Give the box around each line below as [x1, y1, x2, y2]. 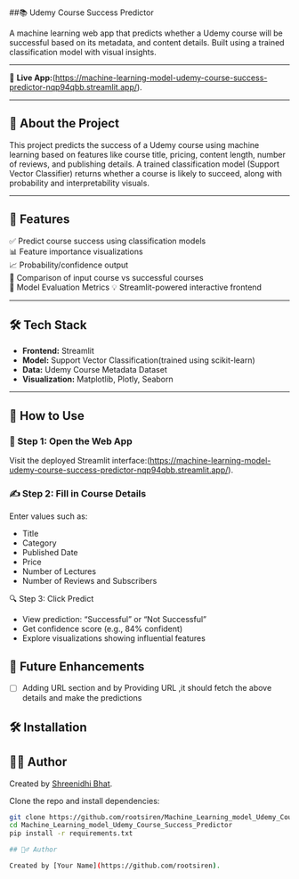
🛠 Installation [9, 719, 87, 735]
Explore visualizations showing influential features [21, 633, 206, 644]
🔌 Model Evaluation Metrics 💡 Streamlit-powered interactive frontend [9, 282, 263, 292]
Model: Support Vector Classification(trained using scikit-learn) [21, 355, 255, 366]
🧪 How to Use [9, 408, 85, 423]
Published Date [21, 547, 78, 558]
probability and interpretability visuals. [9, 177, 149, 188]
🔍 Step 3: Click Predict [9, 594, 94, 604]
